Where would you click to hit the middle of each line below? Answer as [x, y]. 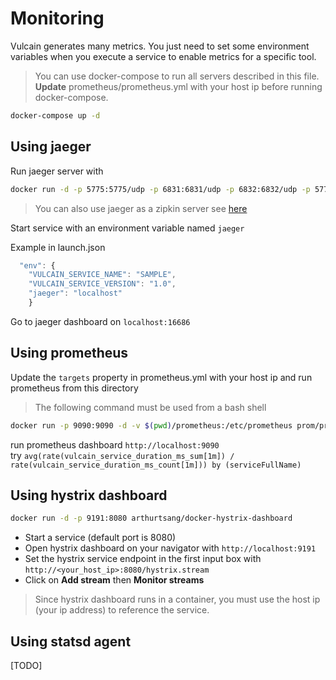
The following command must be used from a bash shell [150, 407]
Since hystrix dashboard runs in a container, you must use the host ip [177, 599]
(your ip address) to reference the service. [122, 610]
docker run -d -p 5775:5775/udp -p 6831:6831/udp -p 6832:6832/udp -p [160, 189]
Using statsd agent [71, 641]
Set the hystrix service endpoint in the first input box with [143, 559]
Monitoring [57, 18]
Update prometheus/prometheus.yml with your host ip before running [178, 86]
